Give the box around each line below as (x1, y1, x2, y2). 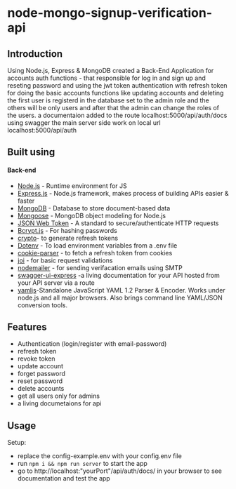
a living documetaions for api (17, 399, 102, 408)
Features (7, 321, 47, 333)
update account (17, 362, 64, 370)
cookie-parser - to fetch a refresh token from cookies (17, 248, 173, 257)
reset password (17, 377, 63, 385)
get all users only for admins (17, 391, 100, 401)
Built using (7, 146, 55, 159)
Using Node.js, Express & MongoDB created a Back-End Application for (7, 67, 214, 74)
